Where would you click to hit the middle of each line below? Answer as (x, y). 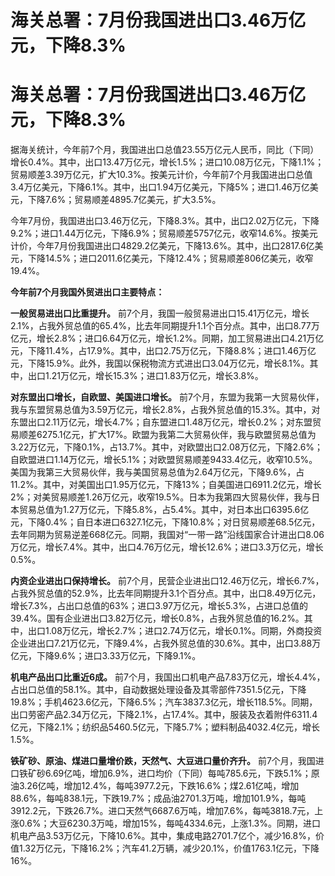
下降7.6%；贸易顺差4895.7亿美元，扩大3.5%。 (124, 200)
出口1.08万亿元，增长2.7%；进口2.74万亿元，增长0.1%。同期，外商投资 (175, 631)
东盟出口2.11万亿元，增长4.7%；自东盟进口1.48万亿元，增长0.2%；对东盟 (161, 422)
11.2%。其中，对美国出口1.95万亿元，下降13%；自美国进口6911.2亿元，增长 (166, 485)
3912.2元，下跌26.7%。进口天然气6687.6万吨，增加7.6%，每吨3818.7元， (162, 811)
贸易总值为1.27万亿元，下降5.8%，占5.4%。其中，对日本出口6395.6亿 (164, 510)
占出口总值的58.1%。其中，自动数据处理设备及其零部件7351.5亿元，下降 (158, 690)
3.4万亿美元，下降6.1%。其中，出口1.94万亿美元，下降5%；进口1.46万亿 (160, 187)
